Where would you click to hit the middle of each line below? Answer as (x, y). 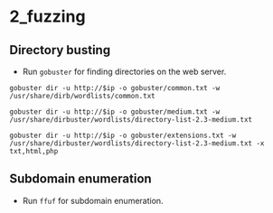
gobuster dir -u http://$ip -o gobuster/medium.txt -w (115, 112)
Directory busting (60, 50)
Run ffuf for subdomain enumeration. (93, 200)
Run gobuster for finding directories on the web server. (124, 71)
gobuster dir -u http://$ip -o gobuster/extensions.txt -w (123, 135)
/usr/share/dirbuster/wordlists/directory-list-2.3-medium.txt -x (137, 144)
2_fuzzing (47, 17)
